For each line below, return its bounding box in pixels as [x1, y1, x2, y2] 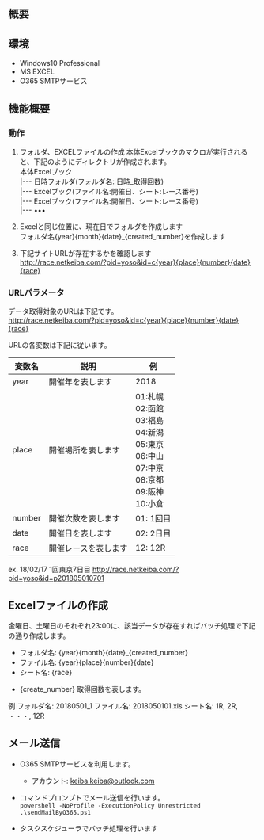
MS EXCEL [19, 67, 55, 77]
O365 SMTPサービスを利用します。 [19, 759, 136, 769]
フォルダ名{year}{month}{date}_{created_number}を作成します [19, 231, 226, 241]
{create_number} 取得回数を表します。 [19, 685, 146, 693]
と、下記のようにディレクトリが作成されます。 [19, 157, 172, 166]
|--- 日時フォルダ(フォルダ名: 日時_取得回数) [19, 177, 164, 186]
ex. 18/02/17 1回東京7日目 [8, 565, 91, 575]
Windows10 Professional [19, 59, 100, 68]
